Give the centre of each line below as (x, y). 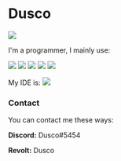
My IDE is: (24, 82)
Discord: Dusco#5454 (44, 135)
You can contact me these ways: (61, 120)
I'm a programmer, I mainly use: (59, 50)
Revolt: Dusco (31, 151)
